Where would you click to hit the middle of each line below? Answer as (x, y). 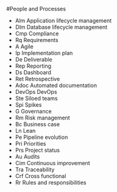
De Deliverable (34, 59)
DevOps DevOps (36, 92)
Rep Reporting (33, 66)
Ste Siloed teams (36, 98)
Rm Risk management (42, 118)
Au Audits (27, 157)
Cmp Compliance (37, 34)
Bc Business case (37, 124)
